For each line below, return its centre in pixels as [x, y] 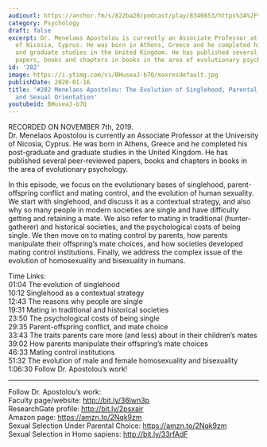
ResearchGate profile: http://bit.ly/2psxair [76, 409]
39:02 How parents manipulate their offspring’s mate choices [108, 344]
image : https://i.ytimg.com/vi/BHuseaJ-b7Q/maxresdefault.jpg [113, 75]
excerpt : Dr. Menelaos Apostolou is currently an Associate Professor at [133, 38]
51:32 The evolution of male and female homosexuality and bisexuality [123, 361]
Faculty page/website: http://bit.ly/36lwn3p [79, 400]
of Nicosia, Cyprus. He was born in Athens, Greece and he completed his [128, 144]
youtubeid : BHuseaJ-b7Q [48, 104]
